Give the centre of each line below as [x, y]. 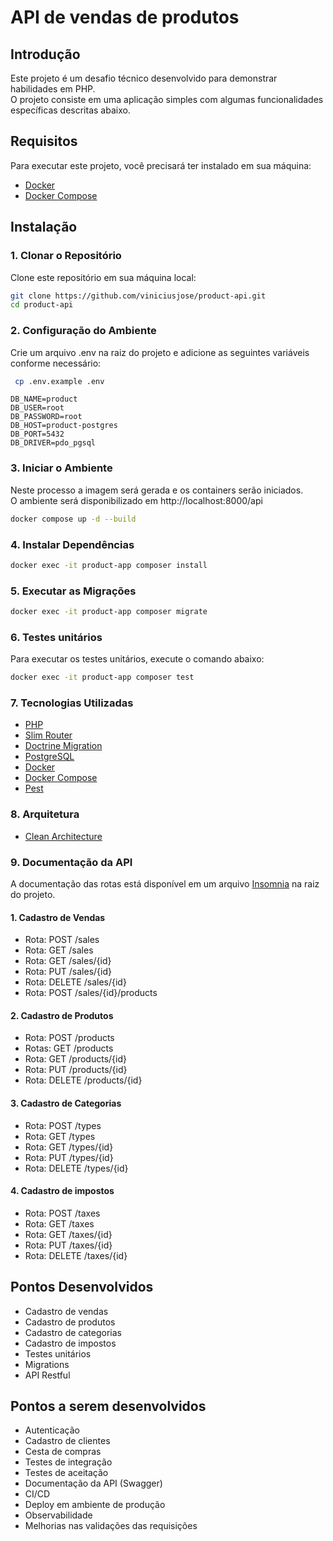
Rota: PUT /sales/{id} [68, 972]
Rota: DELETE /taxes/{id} [76, 1255]
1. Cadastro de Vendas [58, 917]
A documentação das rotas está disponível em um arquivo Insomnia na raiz [165, 884]
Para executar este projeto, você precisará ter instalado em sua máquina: [161, 165]
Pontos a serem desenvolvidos [108, 1406]
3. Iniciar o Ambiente [61, 468]
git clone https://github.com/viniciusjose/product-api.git [138, 296]
